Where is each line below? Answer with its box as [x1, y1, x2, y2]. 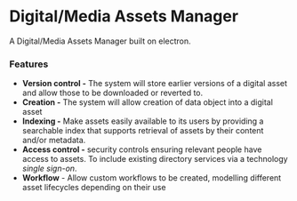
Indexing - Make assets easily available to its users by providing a [21, 116, 264, 126]
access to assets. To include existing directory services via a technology [21, 154, 288, 165]
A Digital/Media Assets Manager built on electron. [9, 36, 191, 46]
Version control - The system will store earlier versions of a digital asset [21, 78, 287, 89]
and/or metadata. [21, 135, 86, 146]
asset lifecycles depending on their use [21, 182, 166, 193]
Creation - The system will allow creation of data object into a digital [21, 97, 274, 108]
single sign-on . [21, 163, 77, 174]
